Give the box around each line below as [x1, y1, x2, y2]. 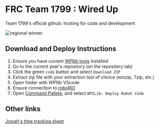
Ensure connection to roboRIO [12, 85, 76, 91]
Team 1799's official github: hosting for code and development [5, 20, 135, 26]
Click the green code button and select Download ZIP [12, 69, 121, 75]
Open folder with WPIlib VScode [12, 79, 80, 85]
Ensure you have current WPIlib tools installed [12, 58, 109, 64]
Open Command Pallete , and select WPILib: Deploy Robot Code [12, 90, 144, 96]
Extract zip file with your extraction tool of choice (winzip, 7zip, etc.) [12, 74, 155, 80]
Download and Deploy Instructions [5, 44, 117, 53]
